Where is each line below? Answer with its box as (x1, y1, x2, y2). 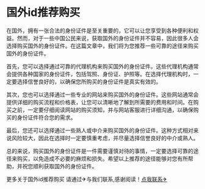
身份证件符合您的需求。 (16, 113, 76, 121)
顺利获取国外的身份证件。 (32, 162, 98, 169)
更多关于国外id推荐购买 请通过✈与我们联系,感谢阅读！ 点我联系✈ (6, 175, 168, 183)
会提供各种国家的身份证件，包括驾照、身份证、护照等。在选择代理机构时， (6, 70, 193, 77)
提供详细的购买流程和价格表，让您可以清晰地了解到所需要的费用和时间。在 (6, 98, 193, 105)
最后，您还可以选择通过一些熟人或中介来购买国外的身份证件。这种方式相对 (6, 126, 193, 134)
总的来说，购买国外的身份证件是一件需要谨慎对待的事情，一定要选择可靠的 (6, 147, 193, 154)
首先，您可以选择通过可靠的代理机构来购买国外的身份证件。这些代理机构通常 (6, 62, 199, 70)
